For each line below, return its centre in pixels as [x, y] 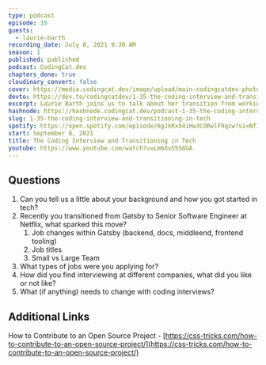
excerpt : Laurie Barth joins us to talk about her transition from [122, 104]
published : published [44, 60]
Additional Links [49, 316]
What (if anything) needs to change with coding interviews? [117, 292]
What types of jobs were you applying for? [89, 267]
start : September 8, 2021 [51, 133]
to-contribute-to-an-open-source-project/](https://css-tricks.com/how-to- [130, 344]
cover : [19, 89]
